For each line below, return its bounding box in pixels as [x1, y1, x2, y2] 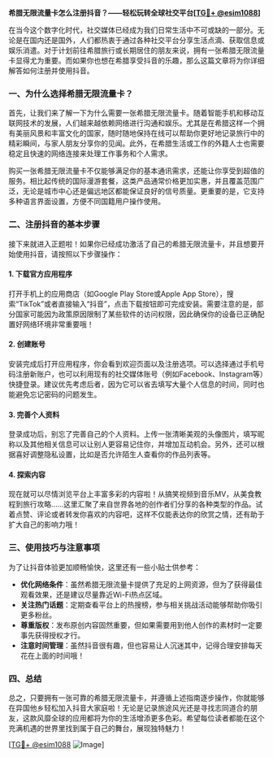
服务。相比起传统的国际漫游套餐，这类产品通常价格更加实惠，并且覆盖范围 [8, 176, 258, 186]
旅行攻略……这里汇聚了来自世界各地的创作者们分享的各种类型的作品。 [22, 499, 256, 509]
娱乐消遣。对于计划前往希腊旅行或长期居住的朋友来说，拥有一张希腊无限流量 [8, 46, 265, 55]
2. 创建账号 [8, 339, 46, 349]
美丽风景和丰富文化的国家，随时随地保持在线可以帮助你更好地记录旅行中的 [15, 128, 265, 138]
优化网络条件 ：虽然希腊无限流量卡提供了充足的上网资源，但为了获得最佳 [19, 579, 262, 589]
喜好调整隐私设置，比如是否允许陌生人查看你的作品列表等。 [15, 450, 215, 459]
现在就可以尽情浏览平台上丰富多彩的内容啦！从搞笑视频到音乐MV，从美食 [8, 489, 255, 499]
